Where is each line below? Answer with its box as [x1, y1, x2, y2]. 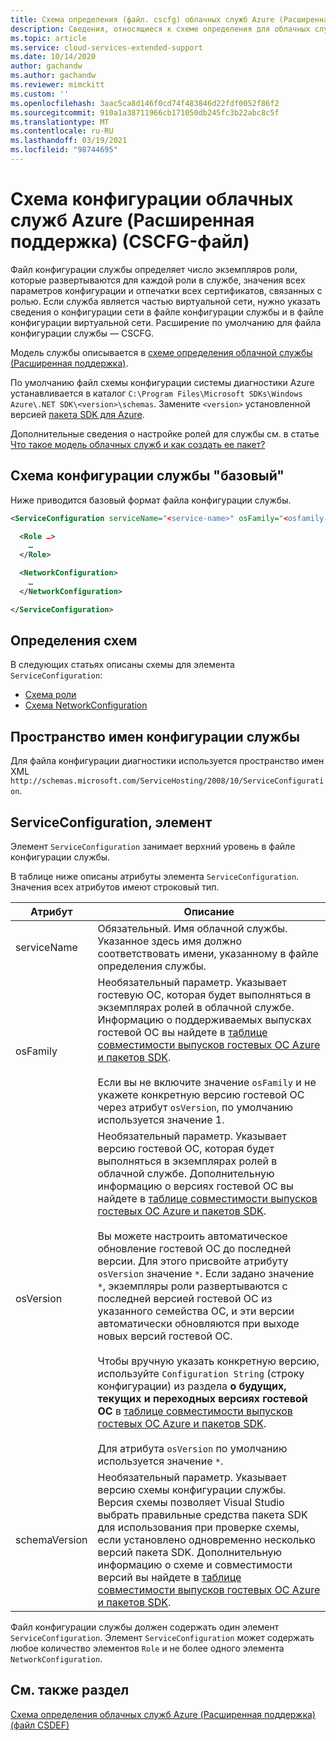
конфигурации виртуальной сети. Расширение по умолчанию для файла [10, 316, 322, 328]
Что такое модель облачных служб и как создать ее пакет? [10, 438, 266, 450]
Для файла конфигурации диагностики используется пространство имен [10, 755, 325, 767]
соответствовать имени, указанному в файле [97, 947, 319, 961]
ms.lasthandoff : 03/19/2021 [10, 136, 128, 146]
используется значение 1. [97, 1113, 225, 1127]
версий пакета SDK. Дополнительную [97, 1546, 283, 1560]
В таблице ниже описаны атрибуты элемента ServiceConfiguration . [10, 871, 300, 883]
